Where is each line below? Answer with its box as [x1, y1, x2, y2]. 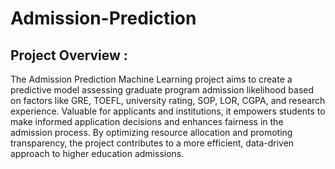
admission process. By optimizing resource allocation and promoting [10, 127, 293, 138]
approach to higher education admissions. [10, 148, 185, 159]
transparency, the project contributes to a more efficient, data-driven [10, 137, 295, 149]
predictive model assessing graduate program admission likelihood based [10, 84, 315, 96]
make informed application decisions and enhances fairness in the [10, 116, 284, 127]
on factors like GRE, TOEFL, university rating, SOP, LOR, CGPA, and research [10, 95, 326, 106]
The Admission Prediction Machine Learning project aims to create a [10, 73, 293, 85]
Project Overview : [10, 47, 128, 64]
